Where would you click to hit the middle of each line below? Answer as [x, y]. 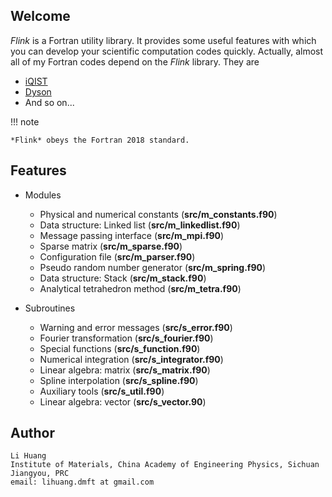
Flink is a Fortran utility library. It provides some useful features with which [163, 40]
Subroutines [50, 308]
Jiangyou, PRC [40, 474]
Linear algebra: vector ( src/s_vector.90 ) [123, 401]
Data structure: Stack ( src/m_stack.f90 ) [123, 278]
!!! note [25, 121]
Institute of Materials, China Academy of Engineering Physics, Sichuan [165, 465]
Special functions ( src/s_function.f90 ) [120, 348]
